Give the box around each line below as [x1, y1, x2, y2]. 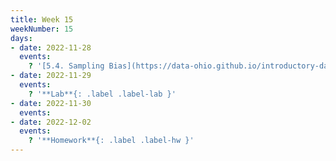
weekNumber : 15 [10, 24, 74, 34]
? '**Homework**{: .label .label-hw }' [28, 136, 195, 146]
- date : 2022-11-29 [10, 71, 92, 81]
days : [10, 33, 33, 43]
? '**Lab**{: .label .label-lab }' [28, 89, 177, 99]
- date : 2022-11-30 [10, 98, 92, 108]
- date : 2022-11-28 [10, 42, 92, 53]
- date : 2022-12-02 [10, 117, 92, 127]
